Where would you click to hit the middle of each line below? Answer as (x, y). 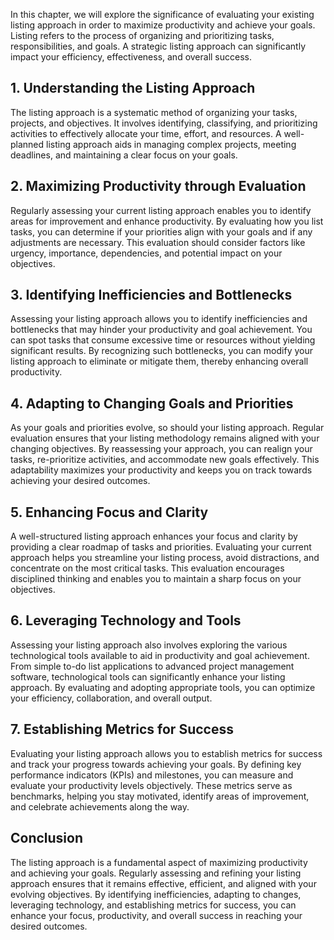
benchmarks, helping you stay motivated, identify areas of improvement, (160, 796)
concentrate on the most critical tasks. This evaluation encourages (147, 568)
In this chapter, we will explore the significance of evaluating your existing (162, 14)
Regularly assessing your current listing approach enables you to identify (161, 210)
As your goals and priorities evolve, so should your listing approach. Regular (167, 428)
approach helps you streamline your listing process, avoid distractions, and (165, 558)
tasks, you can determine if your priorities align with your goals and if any (161, 231)
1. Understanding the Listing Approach (133, 88)
